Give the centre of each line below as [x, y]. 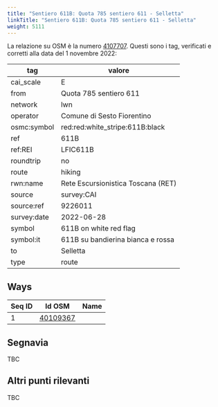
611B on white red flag [99, 228]
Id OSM [57, 307]
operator [25, 116]
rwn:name [27, 183]
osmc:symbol [33, 127]
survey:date [30, 217]
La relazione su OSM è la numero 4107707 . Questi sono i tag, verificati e [109, 46]
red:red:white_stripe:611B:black [113, 127]
